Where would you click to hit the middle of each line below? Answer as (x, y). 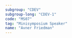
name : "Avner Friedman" (30, 28)
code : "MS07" (19, 19)
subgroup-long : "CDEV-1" (31, 14)
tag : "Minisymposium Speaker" (36, 23)
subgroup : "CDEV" (23, 10)
